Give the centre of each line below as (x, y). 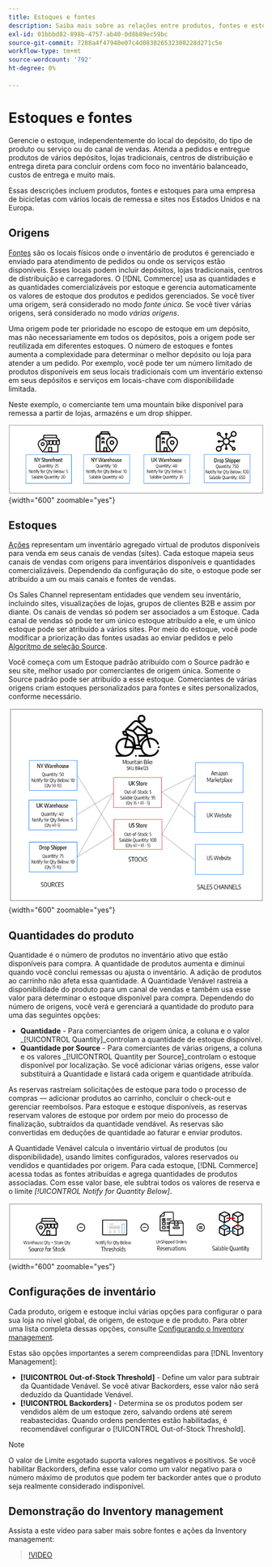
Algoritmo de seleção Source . (58, 647)
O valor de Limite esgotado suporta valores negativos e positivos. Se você (132, 1460)
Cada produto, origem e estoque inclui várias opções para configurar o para (135, 1311)
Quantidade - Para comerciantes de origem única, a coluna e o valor (135, 1031)
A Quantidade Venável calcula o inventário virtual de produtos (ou (118, 1149)
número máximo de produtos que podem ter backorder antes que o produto (135, 1477)
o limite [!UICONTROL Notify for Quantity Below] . (90, 1191)
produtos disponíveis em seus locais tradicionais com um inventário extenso (136, 372)
